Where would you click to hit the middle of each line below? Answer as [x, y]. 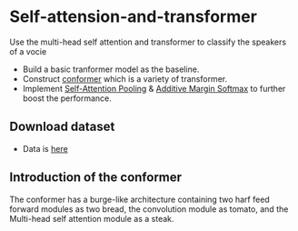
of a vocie [28, 51]
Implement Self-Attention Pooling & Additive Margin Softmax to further [154, 88]
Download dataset [62, 127]
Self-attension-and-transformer [133, 17]
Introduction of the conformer [96, 178]
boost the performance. [67, 98]
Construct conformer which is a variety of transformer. [125, 78]
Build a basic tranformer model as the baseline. [111, 69]
